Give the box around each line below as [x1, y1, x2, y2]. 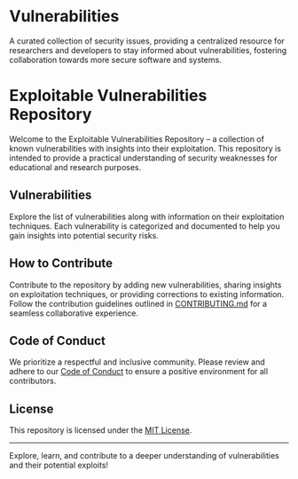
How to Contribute [9, 255, 114, 271]
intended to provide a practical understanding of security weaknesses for [9, 153, 278, 163]
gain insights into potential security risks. [9, 230, 160, 240]
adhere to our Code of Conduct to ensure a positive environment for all [9, 366, 269, 377]
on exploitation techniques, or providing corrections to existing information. [9, 288, 285, 299]
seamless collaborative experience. [9, 308, 139, 318]
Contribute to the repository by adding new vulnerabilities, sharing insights [9, 279, 282, 290]
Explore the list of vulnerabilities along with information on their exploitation [9, 211, 285, 222]
